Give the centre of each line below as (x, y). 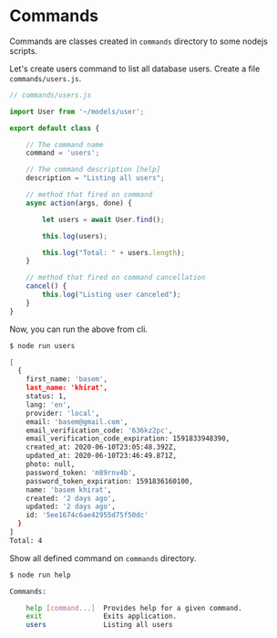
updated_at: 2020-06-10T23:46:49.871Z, (102, 456)
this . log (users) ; (75, 236)
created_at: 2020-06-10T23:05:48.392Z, (102, 447)
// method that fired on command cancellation (116, 278)
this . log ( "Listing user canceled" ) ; (112, 295)
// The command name (65, 144)
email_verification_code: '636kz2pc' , (99, 431)
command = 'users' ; (63, 153)
